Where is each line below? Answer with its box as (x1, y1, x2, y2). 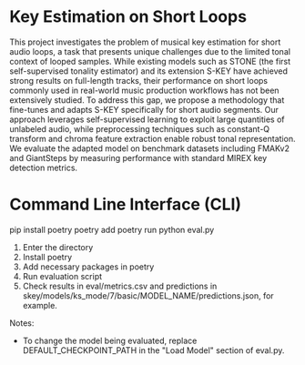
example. (22, 299, 57, 310)
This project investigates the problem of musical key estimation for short (9, 36, 281, 47)
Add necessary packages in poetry (22, 261, 155, 272)
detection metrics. (9, 162, 78, 173)
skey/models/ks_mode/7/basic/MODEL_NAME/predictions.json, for (22, 289, 275, 301)
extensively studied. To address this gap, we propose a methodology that (9, 94, 285, 106)
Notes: (9, 317, 35, 329)
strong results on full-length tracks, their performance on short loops (9, 75, 269, 86)
